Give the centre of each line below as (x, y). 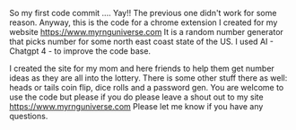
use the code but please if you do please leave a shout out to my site (136, 97)
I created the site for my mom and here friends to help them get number (142, 68)
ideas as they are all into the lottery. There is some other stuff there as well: (148, 78)
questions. (29, 116)
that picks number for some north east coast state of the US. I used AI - (141, 41)
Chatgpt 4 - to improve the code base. (80, 51)
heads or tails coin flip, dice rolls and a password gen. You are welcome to (147, 87)
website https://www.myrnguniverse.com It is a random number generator (147, 32)
